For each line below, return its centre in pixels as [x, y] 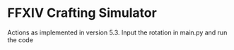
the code [21, 39]
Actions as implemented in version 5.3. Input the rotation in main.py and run [117, 32]
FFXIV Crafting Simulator [82, 13]
